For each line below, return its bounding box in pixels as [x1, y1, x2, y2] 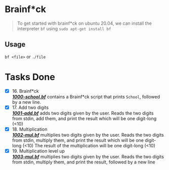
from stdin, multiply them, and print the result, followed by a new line [12, 159, 155, 165]
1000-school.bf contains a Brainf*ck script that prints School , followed [12, 93, 160, 99]
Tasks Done [5, 71, 55, 83]
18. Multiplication [12, 126, 48, 132]
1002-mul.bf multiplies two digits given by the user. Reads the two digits [12, 132, 164, 138]
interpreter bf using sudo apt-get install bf [17, 25, 111, 31]
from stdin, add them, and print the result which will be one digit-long [12, 115, 157, 122]
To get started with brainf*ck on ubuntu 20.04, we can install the [17, 20, 152, 26]
